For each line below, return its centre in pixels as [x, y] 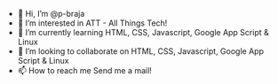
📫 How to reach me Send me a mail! [85, 70]
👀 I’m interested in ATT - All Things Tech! [92, 23]
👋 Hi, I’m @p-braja [51, 14]
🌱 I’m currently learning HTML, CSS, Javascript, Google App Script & [143, 32]
